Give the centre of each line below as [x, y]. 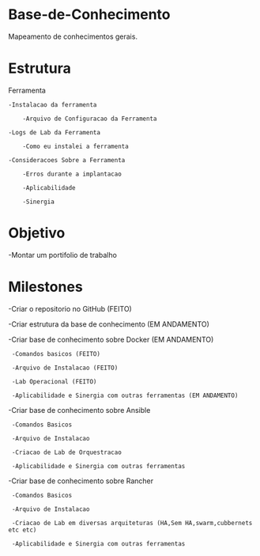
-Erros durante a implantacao [72, 174]
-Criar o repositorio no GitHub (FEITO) [70, 308]
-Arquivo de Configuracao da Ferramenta [90, 119]
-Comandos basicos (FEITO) [56, 354]
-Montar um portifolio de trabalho [62, 255]
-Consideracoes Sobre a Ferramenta [67, 160]
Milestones [45, 287]
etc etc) [23, 530]
